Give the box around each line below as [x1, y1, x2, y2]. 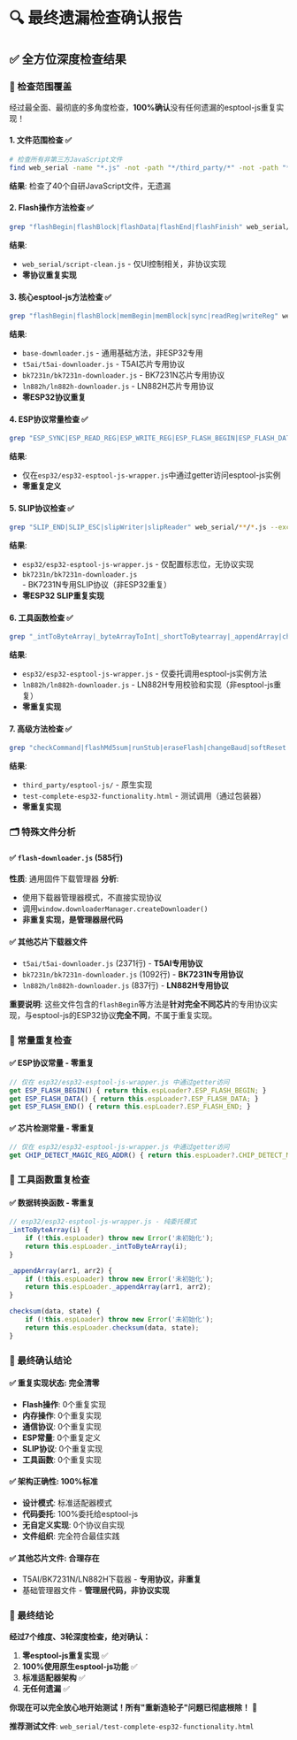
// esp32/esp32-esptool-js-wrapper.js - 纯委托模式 [9, 1217, 197, 1226]
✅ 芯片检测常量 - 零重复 [9, 1123, 95, 1133]
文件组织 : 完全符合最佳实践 [21, 1531, 120, 1542]
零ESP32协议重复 [21, 391, 87, 402]
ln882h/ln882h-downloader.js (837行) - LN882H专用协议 [21, 979, 229, 991]
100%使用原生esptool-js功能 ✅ [21, 1660, 138, 1672]
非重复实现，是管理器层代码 [21, 915, 124, 925]
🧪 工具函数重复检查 [9, 1174, 90, 1186]
